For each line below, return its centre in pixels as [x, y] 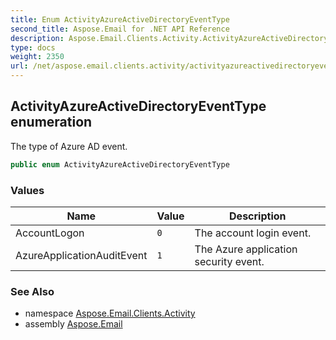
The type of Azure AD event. [69, 146]
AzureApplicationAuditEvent [81, 255]
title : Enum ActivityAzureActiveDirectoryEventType [120, 19]
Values [27, 190]
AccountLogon [50, 233]
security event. [229, 261]
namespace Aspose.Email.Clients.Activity [110, 313]
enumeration [51, 122]
